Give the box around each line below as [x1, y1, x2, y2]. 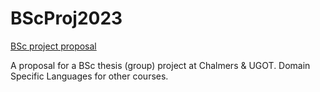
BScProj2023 [10, 7, 123, 30]
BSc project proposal [10, 40, 97, 52]
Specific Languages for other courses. [10, 70, 169, 82]
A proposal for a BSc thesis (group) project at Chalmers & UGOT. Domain [10, 59, 311, 71]
